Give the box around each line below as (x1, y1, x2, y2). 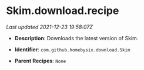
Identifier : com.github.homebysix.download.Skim (14, 45, 130, 53)
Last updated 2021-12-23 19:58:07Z (6, 23, 93, 30)
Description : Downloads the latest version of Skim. (14, 34, 139, 41)
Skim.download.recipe (6, 4, 119, 17)
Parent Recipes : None (14, 57, 66, 64)
